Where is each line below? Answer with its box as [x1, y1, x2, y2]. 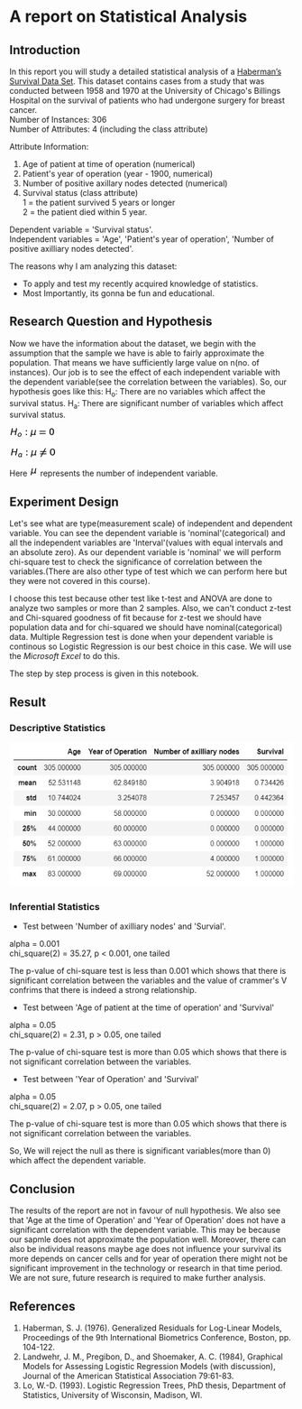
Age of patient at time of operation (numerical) [22, 159, 196, 169]
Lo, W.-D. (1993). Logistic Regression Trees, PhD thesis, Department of [22, 1379, 287, 1391]
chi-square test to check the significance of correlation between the [9, 557, 263, 568]
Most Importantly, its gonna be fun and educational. [22, 288, 215, 299]
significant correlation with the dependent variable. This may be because [9, 1225, 281, 1236]
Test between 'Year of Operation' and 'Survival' [22, 1074, 200, 1085]
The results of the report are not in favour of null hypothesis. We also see [9, 1205, 281, 1216]
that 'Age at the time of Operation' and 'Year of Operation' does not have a [9, 1215, 286, 1226]
